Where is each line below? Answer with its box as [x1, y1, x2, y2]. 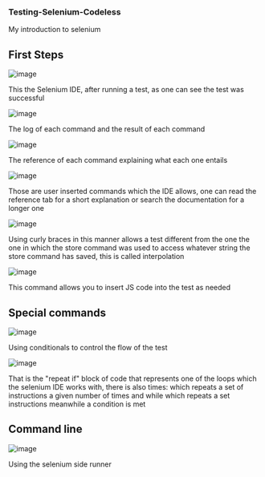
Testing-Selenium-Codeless [8, 6, 121, 18]
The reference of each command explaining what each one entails [8, 156, 228, 165]
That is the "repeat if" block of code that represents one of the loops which [8, 374, 257, 383]
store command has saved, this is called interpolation [8, 252, 185, 261]
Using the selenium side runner [8, 459, 112, 469]
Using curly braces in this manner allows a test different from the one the [8, 235, 251, 245]
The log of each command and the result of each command [8, 124, 206, 134]
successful [8, 93, 45, 103]
